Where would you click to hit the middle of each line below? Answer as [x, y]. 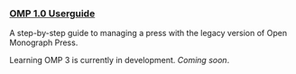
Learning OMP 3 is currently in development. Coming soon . [120, 60]
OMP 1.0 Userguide [52, 14]
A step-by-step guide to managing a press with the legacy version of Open [148, 33]
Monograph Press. [44, 42]
